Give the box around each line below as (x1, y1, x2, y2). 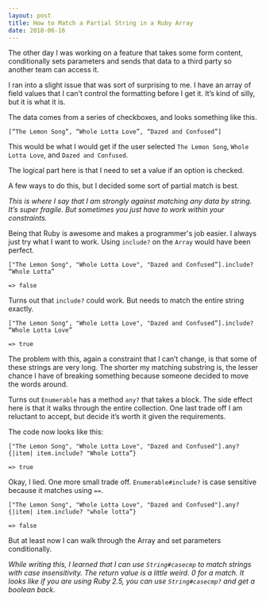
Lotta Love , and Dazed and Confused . (8, 150, 129, 160)
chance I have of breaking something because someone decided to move (8, 371, 249, 381)
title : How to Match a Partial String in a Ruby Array (8, 19, 194, 27)
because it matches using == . (8, 486, 103, 495)
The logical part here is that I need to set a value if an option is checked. (8, 166, 245, 175)
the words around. (8, 379, 68, 389)
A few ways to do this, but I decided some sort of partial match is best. (8, 181, 240, 191)
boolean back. (8, 585, 56, 595)
